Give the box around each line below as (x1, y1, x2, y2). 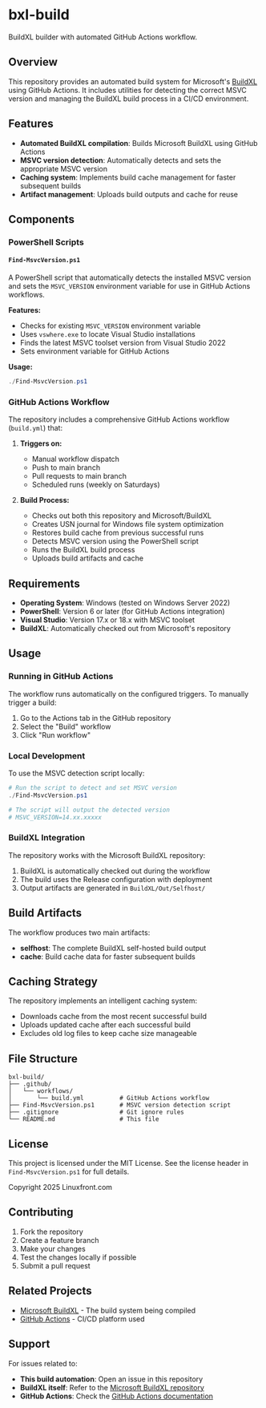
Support (8, 1337, 50, 1351)
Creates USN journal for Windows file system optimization (31, 520, 224, 529)
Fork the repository (19, 1227, 84, 1236)
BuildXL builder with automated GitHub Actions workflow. (8, 32, 198, 42)
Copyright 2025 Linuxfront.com (8, 1183, 113, 1192)
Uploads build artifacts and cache (31, 553, 144, 563)
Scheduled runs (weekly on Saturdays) (31, 479, 160, 490)
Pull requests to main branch (31, 471, 127, 481)
